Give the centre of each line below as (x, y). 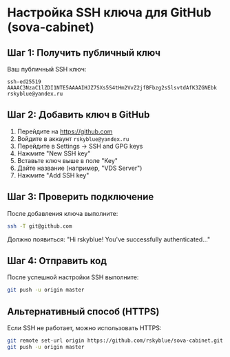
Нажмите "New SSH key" (54, 153)
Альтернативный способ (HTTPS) (83, 311)
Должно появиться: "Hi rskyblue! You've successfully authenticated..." (109, 239)
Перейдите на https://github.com (65, 131)
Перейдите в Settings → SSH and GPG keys (80, 146)
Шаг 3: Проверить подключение (81, 197)
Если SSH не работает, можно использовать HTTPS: (84, 328)
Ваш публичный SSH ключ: (47, 69)
